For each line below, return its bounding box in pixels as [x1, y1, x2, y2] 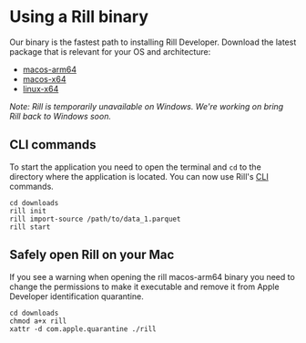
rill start [9, 222, 51, 232]
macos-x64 [22, 73, 66, 84]
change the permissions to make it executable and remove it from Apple [9, 281, 280, 292]
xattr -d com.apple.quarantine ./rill [9, 324, 157, 334]
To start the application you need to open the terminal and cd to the [9, 161, 261, 172]
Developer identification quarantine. [9, 290, 144, 302]
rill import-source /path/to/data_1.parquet [9, 214, 181, 223]
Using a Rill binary [9, 6, 148, 27]
